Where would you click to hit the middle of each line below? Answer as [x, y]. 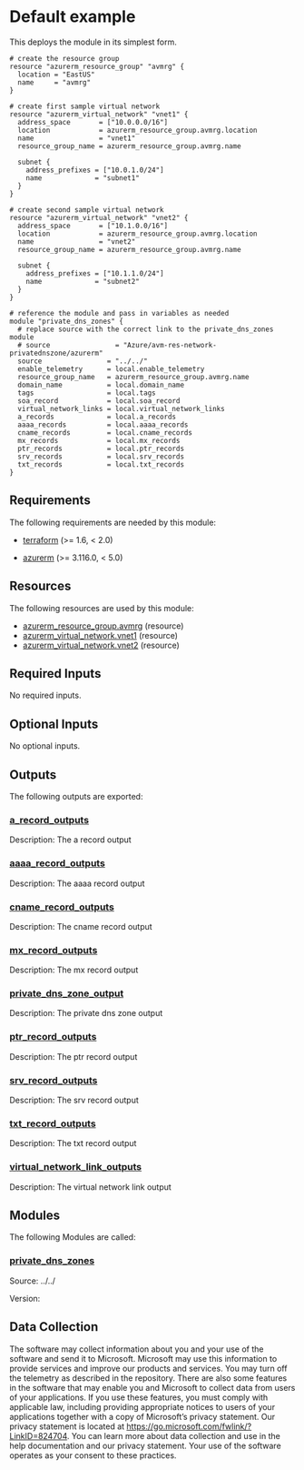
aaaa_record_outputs [58, 863]
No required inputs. [45, 695]
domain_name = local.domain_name [101, 385]
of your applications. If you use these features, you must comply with [139, 1397]
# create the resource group [64, 58]
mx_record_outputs [54, 950]
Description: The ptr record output [74, 1056]
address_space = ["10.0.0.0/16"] [93, 122]
